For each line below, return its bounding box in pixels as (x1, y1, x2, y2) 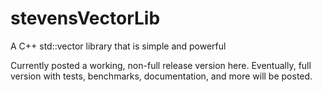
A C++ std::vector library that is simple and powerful (10, 40, 227, 52)
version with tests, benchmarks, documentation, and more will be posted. (10, 70, 313, 82)
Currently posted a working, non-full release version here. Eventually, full (10, 59, 312, 71)
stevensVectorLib (10, 7, 161, 30)
